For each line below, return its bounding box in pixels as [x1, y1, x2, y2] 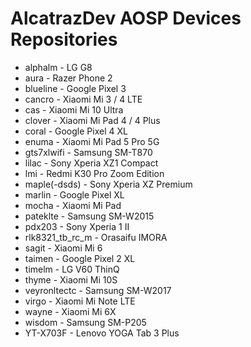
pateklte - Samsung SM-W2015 [24, 210, 155, 222]
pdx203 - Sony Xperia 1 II [24, 220, 130, 232]
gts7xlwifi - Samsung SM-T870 [24, 146, 153, 158]
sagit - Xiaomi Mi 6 [24, 242, 103, 254]
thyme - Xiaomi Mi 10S [24, 273, 118, 286]
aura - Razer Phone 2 [24, 72, 113, 84]
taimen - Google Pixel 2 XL [24, 252, 136, 264]
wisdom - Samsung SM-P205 [24, 316, 147, 328]
